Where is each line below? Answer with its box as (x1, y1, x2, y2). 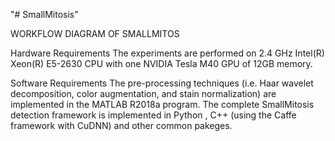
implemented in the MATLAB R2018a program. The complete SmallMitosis (10, 99, 315, 110)
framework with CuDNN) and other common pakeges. (10, 120, 233, 131)
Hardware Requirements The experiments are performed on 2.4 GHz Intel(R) (10, 47, 325, 59)
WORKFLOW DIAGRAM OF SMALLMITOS (10, 28, 180, 39)
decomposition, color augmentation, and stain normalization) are (10, 88, 277, 99)
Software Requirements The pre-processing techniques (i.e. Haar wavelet (10, 77, 314, 89)
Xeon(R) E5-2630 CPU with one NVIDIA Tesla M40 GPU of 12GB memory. (10, 58, 313, 69)
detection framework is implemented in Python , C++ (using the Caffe (10, 109, 297, 121)
